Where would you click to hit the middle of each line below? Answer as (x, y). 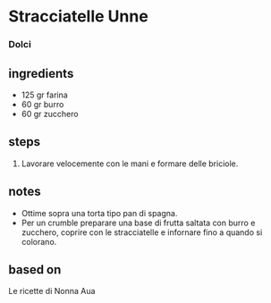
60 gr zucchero (50, 114)
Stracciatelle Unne (78, 17)
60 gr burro (42, 104)
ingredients (41, 73)
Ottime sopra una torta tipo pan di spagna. (99, 213)
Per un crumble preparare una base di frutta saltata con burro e (138, 223)
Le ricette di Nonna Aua (52, 291)
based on (35, 269)
